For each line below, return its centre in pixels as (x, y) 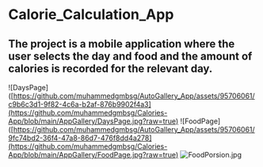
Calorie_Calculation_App (91, 15)
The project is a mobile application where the (122, 44)
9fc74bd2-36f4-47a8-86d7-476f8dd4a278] (80, 138)
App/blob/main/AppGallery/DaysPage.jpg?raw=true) (93, 121)
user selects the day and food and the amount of (130, 56)
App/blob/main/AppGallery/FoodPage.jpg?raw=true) (93, 155)
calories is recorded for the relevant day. (111, 68)
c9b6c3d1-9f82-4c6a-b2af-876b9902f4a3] (80, 104)
